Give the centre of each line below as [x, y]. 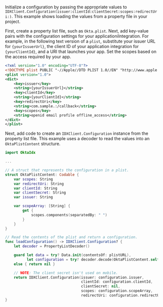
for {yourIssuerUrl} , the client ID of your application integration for [72, 46]
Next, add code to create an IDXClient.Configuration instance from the [77, 133]
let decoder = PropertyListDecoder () [52, 246]
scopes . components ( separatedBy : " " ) [69, 215]
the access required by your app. [38, 57]
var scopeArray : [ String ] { [42, 206]
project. [13, 22]
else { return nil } [34, 264]
